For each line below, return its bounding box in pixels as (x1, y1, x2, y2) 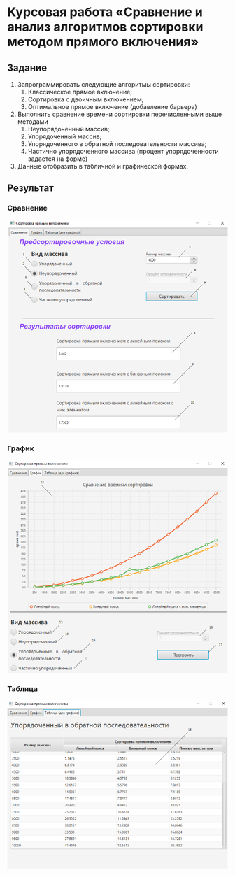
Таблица (7, 683, 38, 693)
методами (17, 118, 48, 126)
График (7, 443, 35, 453)
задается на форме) (27, 155, 88, 163)
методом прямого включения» (7, 34, 199, 50)
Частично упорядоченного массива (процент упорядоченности (27, 148, 219, 155)
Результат (7, 183, 55, 194)
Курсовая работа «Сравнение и (7, 4, 203, 20)
